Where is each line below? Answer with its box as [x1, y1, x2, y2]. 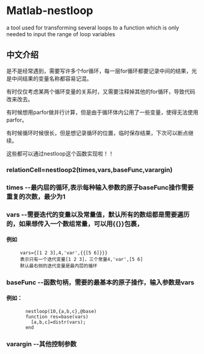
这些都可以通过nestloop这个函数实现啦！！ [6, 149, 114, 157]
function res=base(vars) [25, 314, 89, 320]
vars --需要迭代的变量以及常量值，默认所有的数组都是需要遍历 [6, 210, 190, 219]
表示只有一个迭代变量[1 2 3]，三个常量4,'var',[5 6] [20, 256, 144, 262]
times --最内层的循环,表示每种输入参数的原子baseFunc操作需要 [6, 183, 194, 192]
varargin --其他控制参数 [6, 339, 77, 348]
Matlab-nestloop [6, 4, 93, 18]
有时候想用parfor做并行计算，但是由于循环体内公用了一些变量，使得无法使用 [6, 108, 199, 116]
